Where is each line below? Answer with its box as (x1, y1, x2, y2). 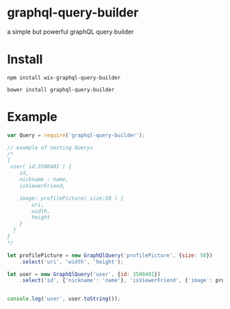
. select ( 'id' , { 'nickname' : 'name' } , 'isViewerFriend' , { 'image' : (19, 277, 213, 284)
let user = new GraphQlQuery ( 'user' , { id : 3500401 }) (7, 271, 161, 277)
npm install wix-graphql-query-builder (7, 74, 121, 81)
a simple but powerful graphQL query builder (7, 27, 134, 36)
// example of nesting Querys (7, 144, 94, 151)
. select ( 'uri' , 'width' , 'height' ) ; (19, 258, 125, 265)
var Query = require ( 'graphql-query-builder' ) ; (7, 132, 146, 139)
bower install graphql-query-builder (7, 86, 115, 93)
